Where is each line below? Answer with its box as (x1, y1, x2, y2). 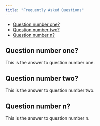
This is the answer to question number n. (5, 115, 90, 121)
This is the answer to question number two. (5, 87, 95, 93)
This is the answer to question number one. (5, 60, 95, 66)
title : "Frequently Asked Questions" (5, 7, 84, 13)
